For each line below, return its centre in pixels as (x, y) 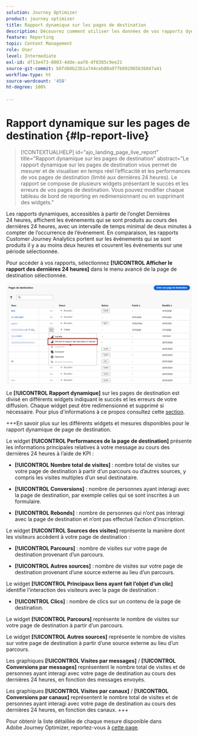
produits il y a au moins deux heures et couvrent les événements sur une (94, 245)
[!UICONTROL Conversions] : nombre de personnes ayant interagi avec (102, 489)
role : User (19, 50)
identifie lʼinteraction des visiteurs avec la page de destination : (82, 590)
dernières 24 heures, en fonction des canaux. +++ (67, 710)
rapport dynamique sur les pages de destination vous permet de (99, 165)
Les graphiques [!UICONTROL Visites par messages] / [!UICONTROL (91, 661)
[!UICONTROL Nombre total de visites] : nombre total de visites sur (97, 465)
